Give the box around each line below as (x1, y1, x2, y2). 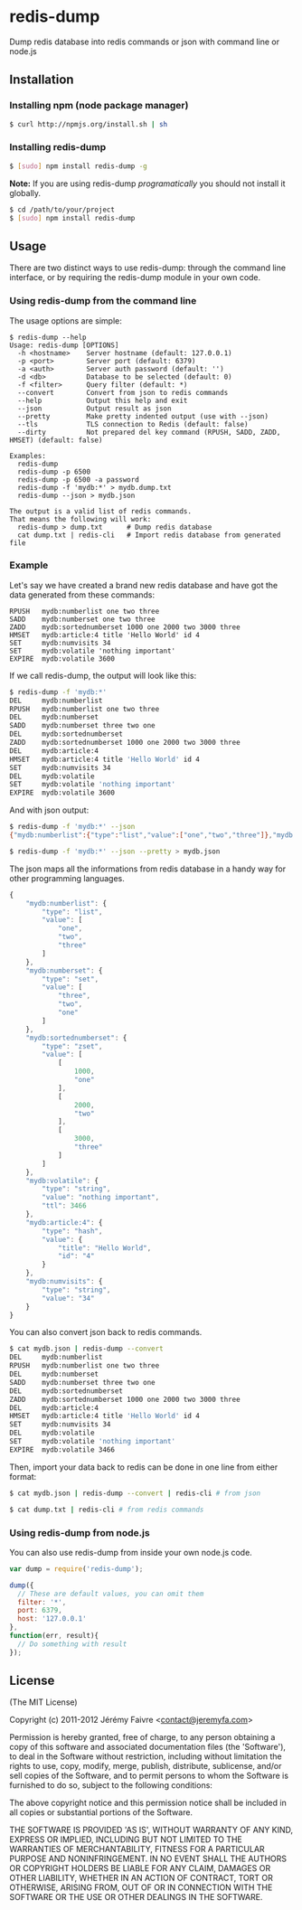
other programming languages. (9, 872, 125, 883)
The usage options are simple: (9, 315, 122, 326)
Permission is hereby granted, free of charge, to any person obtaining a (9, 1732, 276, 1743)
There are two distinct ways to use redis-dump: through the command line (9, 262, 287, 273)
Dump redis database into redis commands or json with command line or (9, 36, 280, 47)
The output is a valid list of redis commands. (9, 506, 193, 516)
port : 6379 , (17, 1606, 63, 1615)
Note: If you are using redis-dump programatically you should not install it (9, 178, 287, 189)
